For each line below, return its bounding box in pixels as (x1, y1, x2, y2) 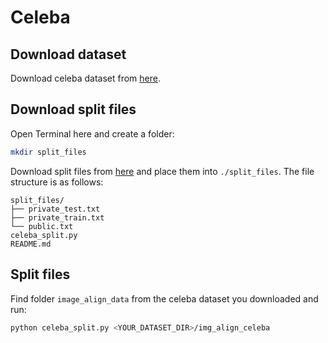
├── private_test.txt (10, 204, 101, 214)
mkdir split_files (10, 147, 87, 157)
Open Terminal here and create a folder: (10, 127, 175, 140)
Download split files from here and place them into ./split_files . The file (10, 165, 315, 177)
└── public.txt (10, 221, 74, 231)
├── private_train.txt (10, 212, 105, 223)
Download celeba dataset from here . (10, 72, 162, 84)
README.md (10, 239, 52, 249)
